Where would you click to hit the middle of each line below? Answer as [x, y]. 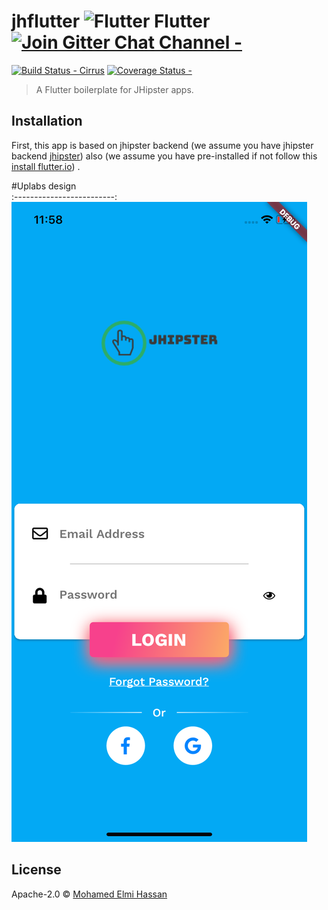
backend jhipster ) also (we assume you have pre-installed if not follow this [164, 156]
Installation [47, 121]
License [36, 870]
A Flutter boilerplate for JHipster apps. [114, 89]
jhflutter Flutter [111, 21]
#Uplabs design [44, 186]
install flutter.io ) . [46, 166]
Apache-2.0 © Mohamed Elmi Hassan [89, 894]
